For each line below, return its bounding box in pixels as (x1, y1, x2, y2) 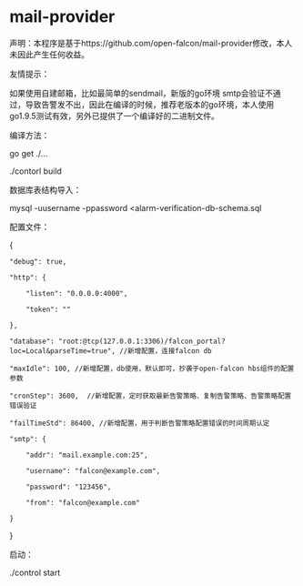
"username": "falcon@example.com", (25, 466, 161, 475)
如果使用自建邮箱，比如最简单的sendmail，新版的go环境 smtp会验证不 (9, 87, 274, 98)
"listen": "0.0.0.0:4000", (25, 288, 128, 298)
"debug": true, (9, 257, 67, 266)
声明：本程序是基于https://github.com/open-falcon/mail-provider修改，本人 (9, 37, 293, 48)
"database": (9, 337, 55, 346)
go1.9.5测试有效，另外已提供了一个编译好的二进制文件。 (9, 110, 220, 121)
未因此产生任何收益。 (9, 48, 89, 60)
